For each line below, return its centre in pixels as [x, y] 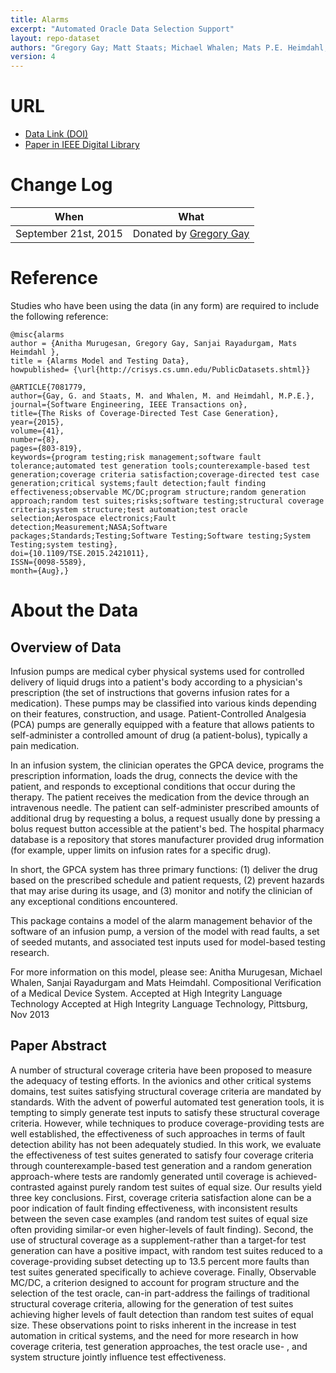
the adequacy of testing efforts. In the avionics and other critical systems [161, 1080]
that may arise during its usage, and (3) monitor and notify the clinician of [161, 890]
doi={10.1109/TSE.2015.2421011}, [80, 553]
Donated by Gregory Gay [191, 233]
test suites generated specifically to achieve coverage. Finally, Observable [163, 1272]
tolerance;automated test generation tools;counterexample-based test [160, 466]
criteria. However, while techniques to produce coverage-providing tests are [167, 1123]
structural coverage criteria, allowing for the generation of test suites [152, 1303]
